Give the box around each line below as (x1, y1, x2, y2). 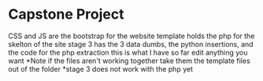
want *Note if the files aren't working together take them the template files (8, 56, 250, 65)
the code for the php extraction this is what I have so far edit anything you (8, 48, 248, 57)
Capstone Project (8, 5, 124, 23)
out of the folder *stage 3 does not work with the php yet (8, 64, 193, 73)
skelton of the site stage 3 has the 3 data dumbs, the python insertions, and (8, 39, 254, 48)
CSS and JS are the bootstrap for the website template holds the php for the (8, 31, 255, 40)
